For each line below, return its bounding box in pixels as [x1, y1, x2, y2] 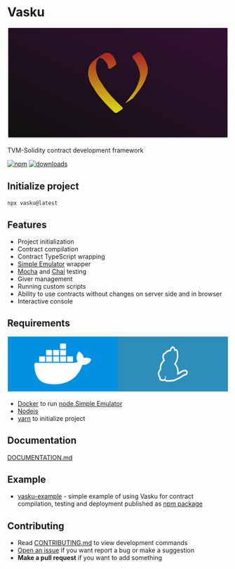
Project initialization [17, 237, 75, 246]
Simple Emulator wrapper [17, 260, 91, 268]
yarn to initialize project [17, 414, 86, 422]
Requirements [7, 318, 70, 329]
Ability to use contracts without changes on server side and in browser [17, 289, 222, 299]
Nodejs [17, 407, 39, 415]
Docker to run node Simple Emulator [17, 399, 123, 407]
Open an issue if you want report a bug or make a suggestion [17, 546, 195, 555]
